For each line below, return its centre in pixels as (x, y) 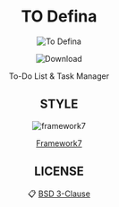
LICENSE (59, 172)
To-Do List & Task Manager (59, 76)
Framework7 (59, 143)
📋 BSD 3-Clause (59, 194)
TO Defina (59, 17)
